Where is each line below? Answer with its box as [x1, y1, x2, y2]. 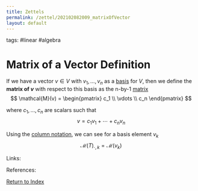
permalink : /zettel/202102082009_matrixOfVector [6, 14, 131, 20]
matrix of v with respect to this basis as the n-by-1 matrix [6, 86, 149, 93]
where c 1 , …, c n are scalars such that [6, 107, 96, 115]
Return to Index [6, 178, 45, 186]
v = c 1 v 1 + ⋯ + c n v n [76, 117, 126, 126]
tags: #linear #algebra [6, 37, 61, 44]
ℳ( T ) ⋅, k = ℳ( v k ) [80, 142, 122, 151]
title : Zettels [6, 8, 45, 15]
